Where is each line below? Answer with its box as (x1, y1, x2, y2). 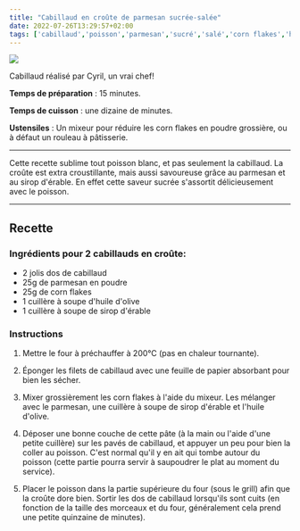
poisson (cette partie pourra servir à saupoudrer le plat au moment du (21, 457, 279, 468)
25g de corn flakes (21, 286, 92, 297)
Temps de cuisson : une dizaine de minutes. (9, 105, 173, 116)
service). (21, 466, 55, 477)
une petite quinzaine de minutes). (21, 512, 146, 523)
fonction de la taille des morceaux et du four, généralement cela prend (21, 502, 281, 513)
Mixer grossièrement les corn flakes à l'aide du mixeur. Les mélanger (21, 392, 276, 402)
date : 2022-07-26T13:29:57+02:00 (9, 21, 134, 30)
